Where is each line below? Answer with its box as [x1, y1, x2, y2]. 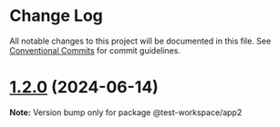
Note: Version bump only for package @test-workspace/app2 [9, 106, 243, 118]
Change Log [9, 5, 103, 26]
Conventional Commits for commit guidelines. [9, 44, 181, 55]
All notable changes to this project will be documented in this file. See [9, 35, 272, 46]
